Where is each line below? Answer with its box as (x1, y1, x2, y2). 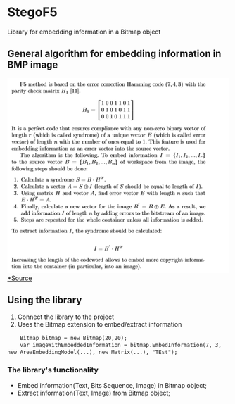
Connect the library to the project (17, 313, 115, 321)
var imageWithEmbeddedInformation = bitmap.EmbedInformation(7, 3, (20, 342, 222, 349)
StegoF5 (7, 4, 58, 20)
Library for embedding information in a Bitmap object (7, 27, 161, 36)
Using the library (7, 293, 82, 306)
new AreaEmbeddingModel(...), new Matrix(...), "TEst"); (7, 349, 178, 356)
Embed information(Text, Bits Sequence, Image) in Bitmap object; (17, 381, 208, 389)
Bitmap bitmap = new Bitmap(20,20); (20, 335, 128, 342)
